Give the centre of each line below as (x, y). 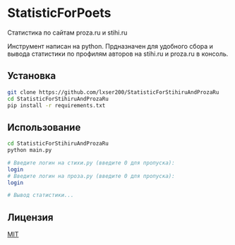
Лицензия (30, 217)
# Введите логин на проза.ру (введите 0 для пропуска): (91, 176)
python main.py (30, 150)
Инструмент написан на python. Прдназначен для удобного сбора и (110, 46)
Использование (44, 127)
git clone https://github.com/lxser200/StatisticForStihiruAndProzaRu (113, 92)
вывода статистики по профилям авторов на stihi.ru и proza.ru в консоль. (118, 54)
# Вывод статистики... (41, 196)
